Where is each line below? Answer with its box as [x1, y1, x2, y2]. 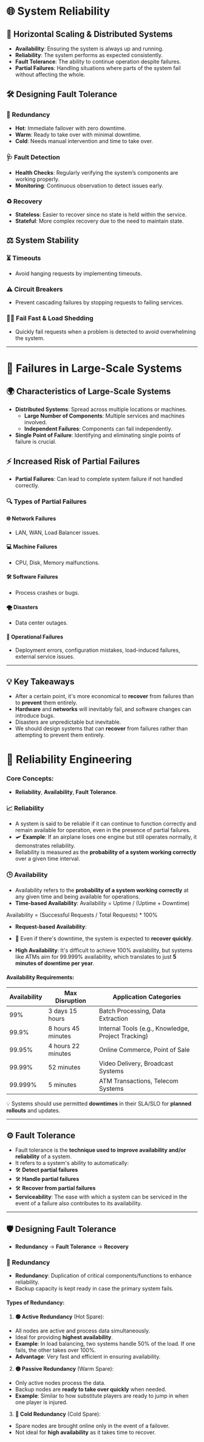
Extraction [99, 1015, 129, 1023]
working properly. [15, 175, 59, 183]
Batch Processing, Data [99, 1007, 166, 1015]
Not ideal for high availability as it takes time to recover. [15, 1429, 156, 1436]
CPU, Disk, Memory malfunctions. [15, 559, 100, 566]
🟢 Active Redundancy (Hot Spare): [15, 1313, 105, 1320]
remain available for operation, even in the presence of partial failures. [15, 826, 191, 833]
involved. [24, 418, 47, 425]
